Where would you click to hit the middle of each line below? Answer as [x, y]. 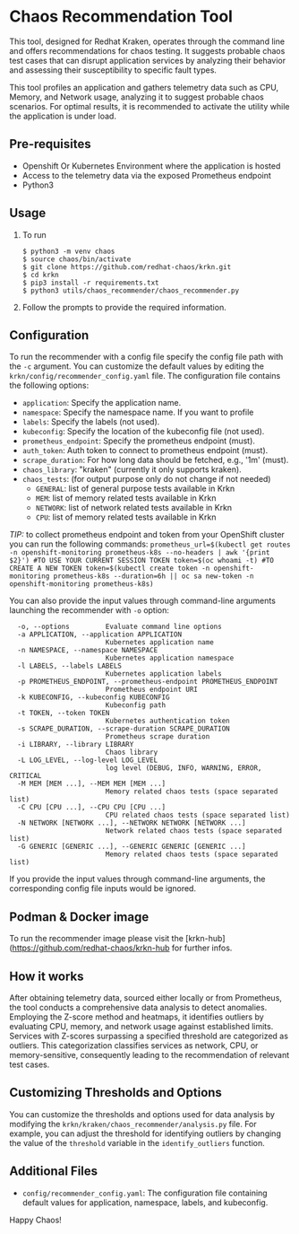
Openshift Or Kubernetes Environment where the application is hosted [151, 166]
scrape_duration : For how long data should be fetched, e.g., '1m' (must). [155, 460]
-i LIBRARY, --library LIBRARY [76, 745]
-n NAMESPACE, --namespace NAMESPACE [88, 651]
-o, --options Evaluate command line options [120, 627]
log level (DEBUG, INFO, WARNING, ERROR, [184, 768]
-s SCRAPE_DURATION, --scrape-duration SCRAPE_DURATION [124, 729]
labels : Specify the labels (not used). [91, 422]
